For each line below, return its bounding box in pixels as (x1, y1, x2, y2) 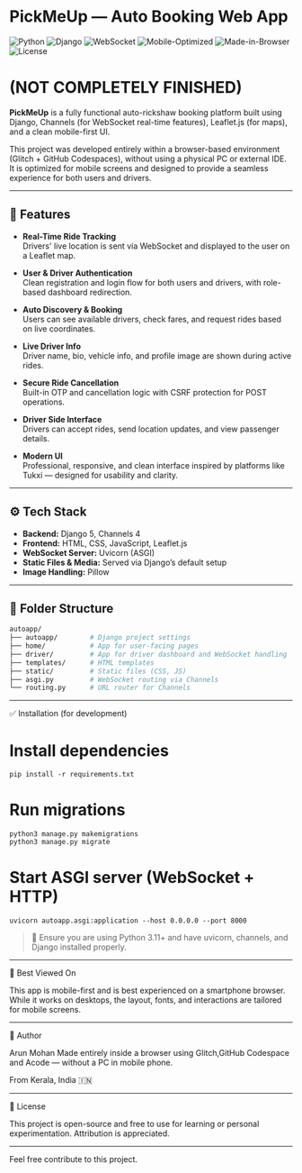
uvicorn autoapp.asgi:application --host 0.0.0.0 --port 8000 (9, 916, 247, 925)
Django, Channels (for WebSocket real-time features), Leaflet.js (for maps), (9, 116, 288, 127)
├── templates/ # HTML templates (9, 658, 155, 668)
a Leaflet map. (22, 250, 76, 260)
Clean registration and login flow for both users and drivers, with (22, 277, 262, 287)
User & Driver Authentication (22, 268, 133, 278)
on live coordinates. (22, 323, 96, 334)
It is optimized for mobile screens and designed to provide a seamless (9, 162, 269, 173)
